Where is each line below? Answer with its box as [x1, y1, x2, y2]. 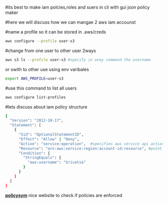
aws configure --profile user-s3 [5, 38, 75, 43]
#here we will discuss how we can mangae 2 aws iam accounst [5, 19, 136, 25]
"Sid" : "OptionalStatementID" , [18, 132, 84, 137]
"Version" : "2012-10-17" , [9, 118, 64, 123]
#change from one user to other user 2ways [5, 47, 96, 53]
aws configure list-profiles [5, 94, 66, 99]
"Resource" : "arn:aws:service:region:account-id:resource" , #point [18, 146, 162, 151]
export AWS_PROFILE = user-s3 [5, 76, 64, 81]
